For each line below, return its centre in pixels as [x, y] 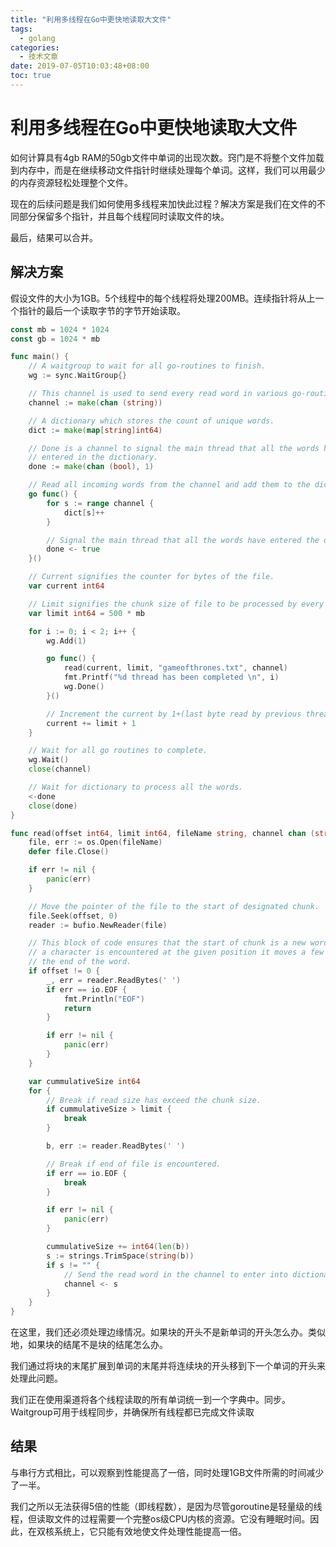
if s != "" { [73, 1265]
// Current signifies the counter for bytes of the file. [151, 577]
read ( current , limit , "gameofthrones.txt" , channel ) [175, 668]
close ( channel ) [60, 769]
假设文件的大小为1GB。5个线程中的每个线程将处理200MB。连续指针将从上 [163, 298]
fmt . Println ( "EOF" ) [104, 999]
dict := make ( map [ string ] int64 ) [95, 430]
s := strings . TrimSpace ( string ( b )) [120, 1256]
